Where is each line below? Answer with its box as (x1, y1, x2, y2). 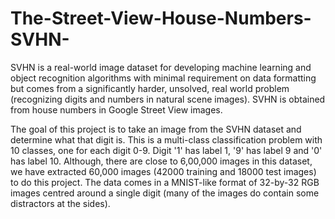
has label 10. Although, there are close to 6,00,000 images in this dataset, (10, 155, 313, 167)
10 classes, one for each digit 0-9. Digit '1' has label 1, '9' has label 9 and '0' (10, 144, 323, 156)
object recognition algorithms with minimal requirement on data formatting (10, 72, 317, 84)
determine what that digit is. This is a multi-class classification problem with (10, 133, 323, 146)
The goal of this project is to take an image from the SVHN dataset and (10, 123, 302, 135)
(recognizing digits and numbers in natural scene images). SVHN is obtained (10, 93, 326, 105)
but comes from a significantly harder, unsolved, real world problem (10, 82, 290, 94)
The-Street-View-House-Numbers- (10, 7, 312, 30)
